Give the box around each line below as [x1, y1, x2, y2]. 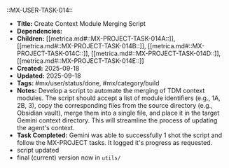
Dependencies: [16, 27, 62, 35]
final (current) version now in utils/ [16, 153, 121, 162]
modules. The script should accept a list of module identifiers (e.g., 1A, [16, 94, 221, 102]
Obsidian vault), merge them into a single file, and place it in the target [16, 108, 220, 117]
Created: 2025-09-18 [16, 64, 80, 72]
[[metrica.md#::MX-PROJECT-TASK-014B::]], [16, 42, 146, 50]
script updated [16, 146, 60, 154]
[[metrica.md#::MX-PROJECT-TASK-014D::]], [91, 49, 221, 57]
